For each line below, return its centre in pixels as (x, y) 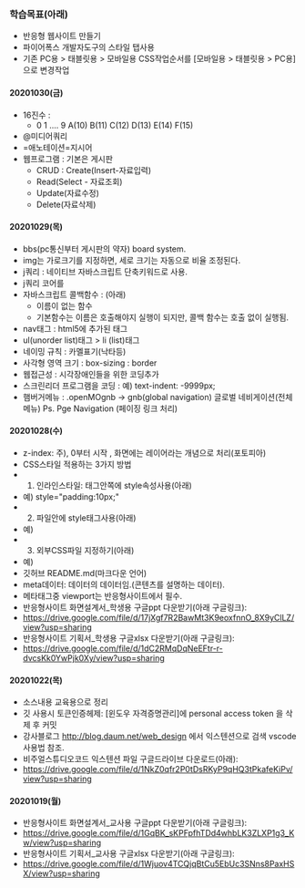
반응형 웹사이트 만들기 (62, 36)
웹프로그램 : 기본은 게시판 (68, 159)
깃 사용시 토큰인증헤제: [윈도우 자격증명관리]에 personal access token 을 (153, 714)
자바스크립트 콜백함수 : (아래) (74, 294)
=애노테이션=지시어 (57, 147)
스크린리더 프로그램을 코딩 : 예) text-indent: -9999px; (119, 386)
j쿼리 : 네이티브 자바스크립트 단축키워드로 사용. (105, 272)
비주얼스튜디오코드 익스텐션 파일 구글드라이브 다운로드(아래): (130, 759)
